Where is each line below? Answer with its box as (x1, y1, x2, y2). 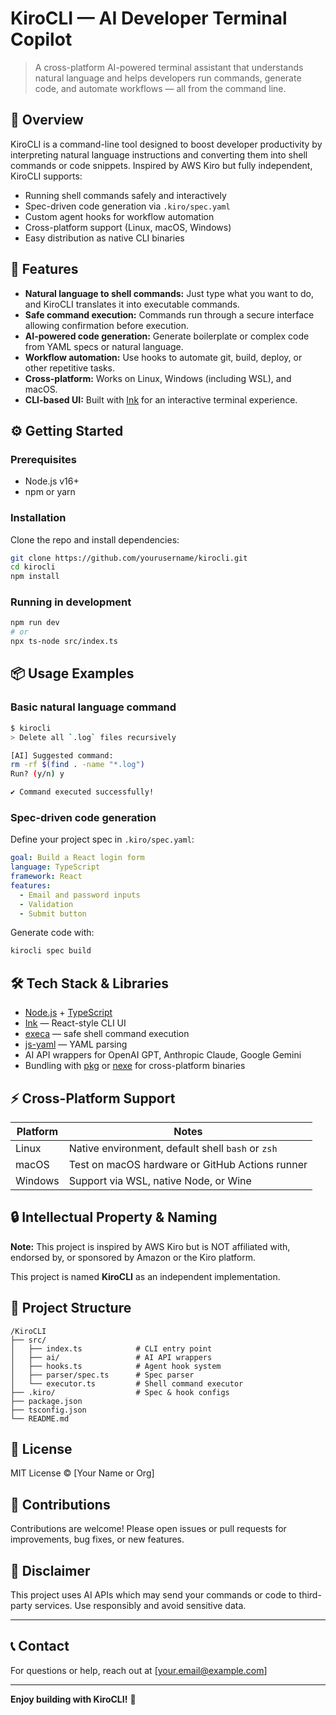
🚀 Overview (10, 112, 84, 129)
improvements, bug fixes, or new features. (10, 1533, 185, 1546)
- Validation (19, 899, 74, 909)
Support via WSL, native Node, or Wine (68, 1173, 252, 1187)
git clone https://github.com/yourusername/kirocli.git (10, 553, 248, 563)
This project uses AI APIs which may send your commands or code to (10, 1589, 297, 1601)
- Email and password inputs (19, 890, 141, 900)
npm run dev (10, 618, 60, 628)
